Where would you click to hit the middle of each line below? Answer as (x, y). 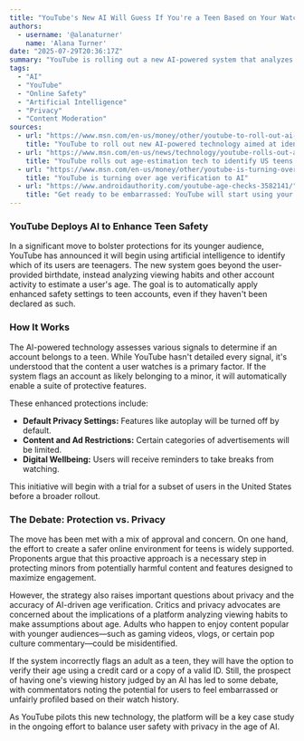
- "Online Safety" (52, 93)
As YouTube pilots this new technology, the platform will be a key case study (152, 717)
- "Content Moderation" (62, 119)
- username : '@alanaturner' (71, 34)
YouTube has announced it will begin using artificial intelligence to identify (147, 255)
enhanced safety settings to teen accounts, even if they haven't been (138, 294)
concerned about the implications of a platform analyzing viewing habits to (148, 614)
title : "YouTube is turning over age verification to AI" (137, 178)
